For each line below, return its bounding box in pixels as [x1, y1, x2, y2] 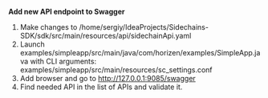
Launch [19, 39, 46, 49]
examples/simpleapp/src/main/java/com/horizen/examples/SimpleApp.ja [19, 48, 261, 57]
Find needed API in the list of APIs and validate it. [19, 82, 183, 92]
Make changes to [19, 22, 78, 31]
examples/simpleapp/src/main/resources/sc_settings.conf [19, 65, 213, 75]
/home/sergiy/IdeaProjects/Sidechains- [79, 22, 209, 31]
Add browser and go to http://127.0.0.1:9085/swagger [19, 74, 197, 83]
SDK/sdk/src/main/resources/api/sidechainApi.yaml [19, 31, 192, 40]
